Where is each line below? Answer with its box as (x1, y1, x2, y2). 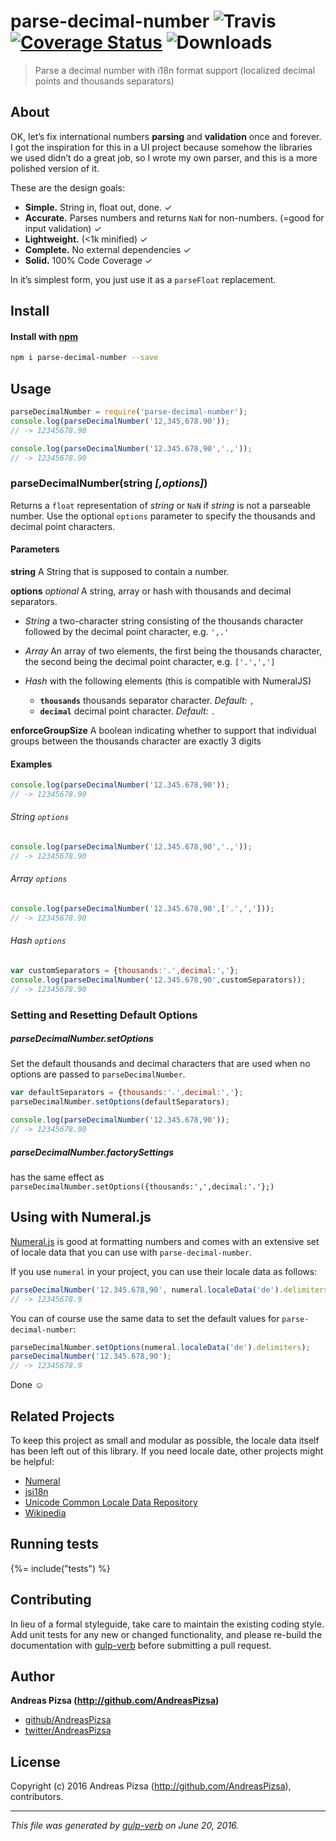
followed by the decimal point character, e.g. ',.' (24, 625, 230, 637)
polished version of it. (10, 162, 100, 174)
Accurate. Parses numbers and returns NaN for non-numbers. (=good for (24, 211, 325, 224)
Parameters (10, 543, 60, 555)
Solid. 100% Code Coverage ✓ (24, 254, 153, 266)
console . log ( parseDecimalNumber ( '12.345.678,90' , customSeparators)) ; (10, 975, 307, 985)
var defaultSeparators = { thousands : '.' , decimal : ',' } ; (10, 1088, 244, 1098)
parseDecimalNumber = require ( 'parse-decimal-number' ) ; (10, 407, 248, 417)
